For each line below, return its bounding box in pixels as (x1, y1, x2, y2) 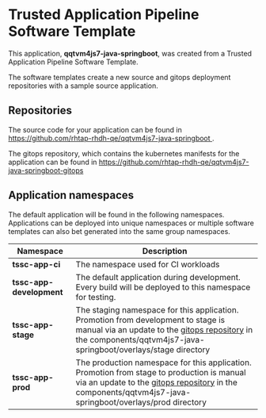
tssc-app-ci (12, 259, 61, 270)
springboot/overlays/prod (75, 397, 172, 408)
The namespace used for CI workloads (75, 259, 220, 270)
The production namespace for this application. (75, 357, 252, 368)
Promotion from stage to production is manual (75, 366, 247, 378)
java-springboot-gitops (8, 165, 84, 175)
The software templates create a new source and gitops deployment (8, 72, 231, 82)
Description (142, 245, 188, 256)
